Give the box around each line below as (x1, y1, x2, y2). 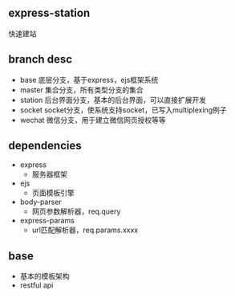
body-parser (19, 197, 62, 207)
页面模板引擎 (31, 188, 75, 198)
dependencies (8, 139, 82, 153)
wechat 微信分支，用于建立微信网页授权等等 (19, 115, 166, 125)
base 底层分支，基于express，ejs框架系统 (19, 75, 159, 84)
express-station (8, 6, 91, 20)
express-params (19, 216, 75, 226)
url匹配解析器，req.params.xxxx (31, 225, 139, 235)
